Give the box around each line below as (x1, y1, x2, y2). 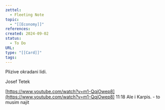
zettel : (5, 7, 22, 13)
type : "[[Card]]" (5, 50, 42, 55)
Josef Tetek (5, 78, 30, 85)
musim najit (5, 99, 29, 105)
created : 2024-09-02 (5, 31, 49, 36)
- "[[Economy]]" (10, 21, 44, 27)
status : (5, 36, 22, 41)
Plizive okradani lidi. (5, 69, 47, 75)
